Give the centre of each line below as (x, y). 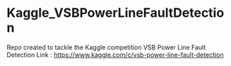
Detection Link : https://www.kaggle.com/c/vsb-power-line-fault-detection (115, 55)
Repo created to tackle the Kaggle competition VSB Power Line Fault (106, 47)
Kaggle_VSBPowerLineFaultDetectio (115, 13)
